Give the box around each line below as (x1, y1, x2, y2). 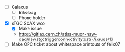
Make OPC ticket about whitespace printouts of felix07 (11, 41, 120, 47)
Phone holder (18, 15, 46, 21)
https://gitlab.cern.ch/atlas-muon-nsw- (18, 31, 97, 37)
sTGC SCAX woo (11, 20, 45, 26)
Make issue (18, 26, 42, 32)
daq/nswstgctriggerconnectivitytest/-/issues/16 (18, 36, 114, 42)
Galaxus (11, 4, 28, 10)
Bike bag (18, 10, 37, 15)
